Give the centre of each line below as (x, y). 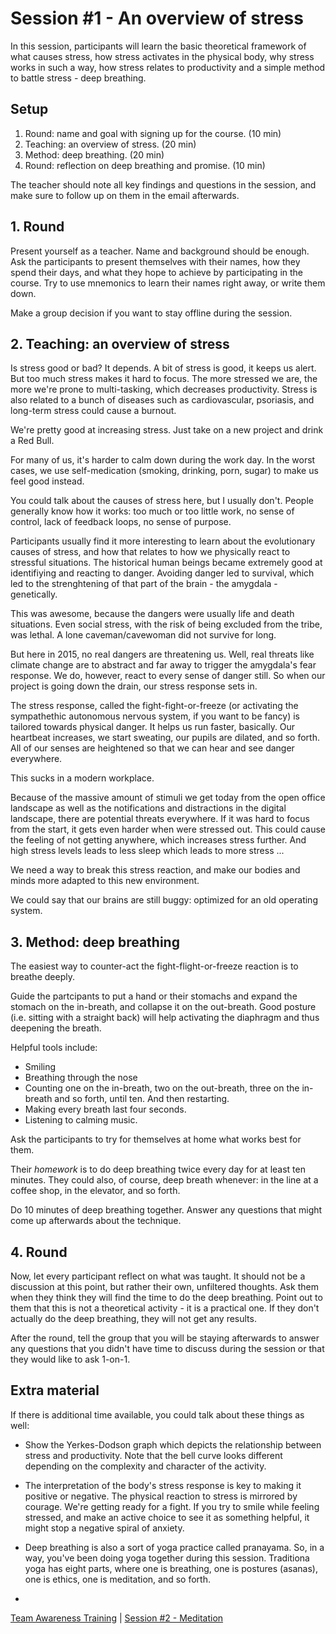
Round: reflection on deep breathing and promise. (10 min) (145, 165)
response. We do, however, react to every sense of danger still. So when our (168, 676)
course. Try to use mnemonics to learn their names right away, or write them (168, 283)
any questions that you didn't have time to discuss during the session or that (167, 1348)
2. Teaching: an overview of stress (120, 343)
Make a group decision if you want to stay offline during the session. (151, 313)
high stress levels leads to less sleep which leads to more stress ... (147, 851)
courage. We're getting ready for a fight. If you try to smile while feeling (172, 1506)
